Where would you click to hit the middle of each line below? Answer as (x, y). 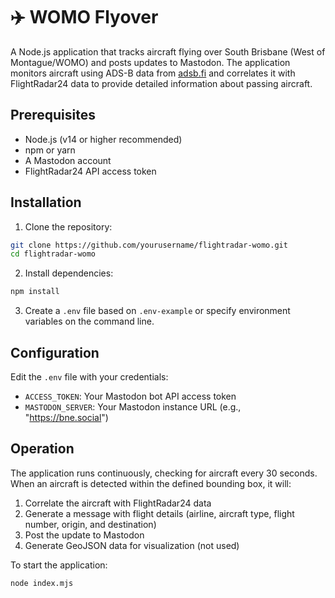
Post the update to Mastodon (84, 535)
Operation (42, 449)
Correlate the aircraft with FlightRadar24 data (118, 503)
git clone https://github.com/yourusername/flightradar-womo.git (149, 245)
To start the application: (59, 565)
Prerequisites (53, 115)
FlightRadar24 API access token (90, 171)
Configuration (55, 352)
